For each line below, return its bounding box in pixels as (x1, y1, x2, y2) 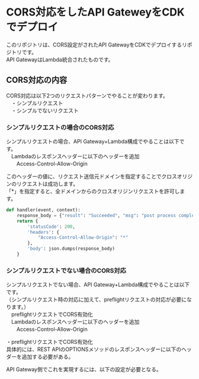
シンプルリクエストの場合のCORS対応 (6, 123, 114, 131)
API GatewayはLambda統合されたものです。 (6, 56, 114, 63)
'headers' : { (27, 229, 60, 235)
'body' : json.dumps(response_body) (27, 246, 115, 252)
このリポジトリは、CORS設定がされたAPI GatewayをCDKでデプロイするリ (6, 41, 188, 48)
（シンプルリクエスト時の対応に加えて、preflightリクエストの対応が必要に (6, 296, 187, 303)
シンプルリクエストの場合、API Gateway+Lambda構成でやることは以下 (6, 138, 179, 145)
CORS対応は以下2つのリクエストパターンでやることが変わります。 (6, 92, 169, 99)
